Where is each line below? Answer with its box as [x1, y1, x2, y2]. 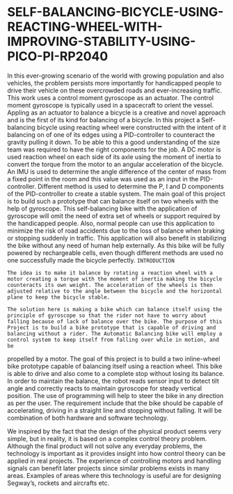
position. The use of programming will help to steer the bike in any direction [7, 391, 224, 400]
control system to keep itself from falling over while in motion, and [7, 336, 219, 343]
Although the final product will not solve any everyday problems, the [7, 442, 203, 450]
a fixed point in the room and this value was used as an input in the [7, 174, 199, 183]
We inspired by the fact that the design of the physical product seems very [7, 427, 221, 435]
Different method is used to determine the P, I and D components [37, 182, 224, 190]
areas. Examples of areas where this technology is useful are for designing [7, 471, 221, 479]
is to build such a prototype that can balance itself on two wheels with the [7, 197, 219, 205]
